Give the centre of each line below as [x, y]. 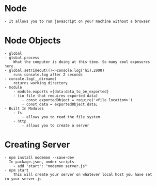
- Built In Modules [24, 108]
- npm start [16, 170]
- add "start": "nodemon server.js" [50, 166]
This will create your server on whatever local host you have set [83, 174]
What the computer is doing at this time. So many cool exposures [82, 62]
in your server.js [23, 179]
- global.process [22, 58]
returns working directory [40, 83]
